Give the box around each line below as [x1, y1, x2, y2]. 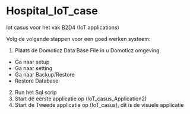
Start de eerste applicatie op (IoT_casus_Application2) [14, 95, 147, 102]
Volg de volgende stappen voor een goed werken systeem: [6, 35, 151, 42]
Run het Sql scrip [14, 88, 57, 96]
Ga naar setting [14, 64, 53, 72]
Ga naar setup [14, 58, 50, 65]
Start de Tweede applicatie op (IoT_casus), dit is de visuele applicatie [14, 101, 184, 108]
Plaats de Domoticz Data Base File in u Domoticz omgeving [14, 46, 160, 54]
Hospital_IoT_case [6, 4, 98, 18]
